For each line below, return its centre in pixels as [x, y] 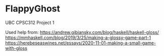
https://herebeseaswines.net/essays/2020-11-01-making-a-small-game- [81, 42]
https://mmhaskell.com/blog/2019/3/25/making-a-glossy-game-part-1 [78, 37]
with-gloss [16, 48]
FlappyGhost [33, 9]
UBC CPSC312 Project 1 [30, 22]
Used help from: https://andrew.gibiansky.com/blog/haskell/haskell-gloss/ [82, 32]
